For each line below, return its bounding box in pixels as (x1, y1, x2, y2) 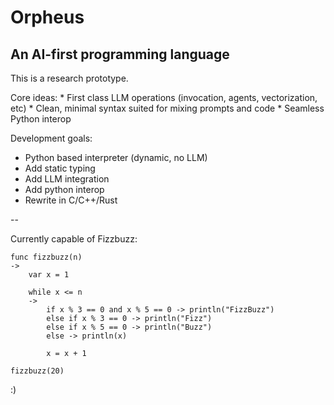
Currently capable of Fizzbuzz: (10, 233, 138, 245)
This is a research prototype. (10, 72, 129, 84)
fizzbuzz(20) (10, 366, 65, 376)
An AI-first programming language (10, 46, 230, 63)
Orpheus (10, 6, 85, 29)
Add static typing (24, 162, 96, 174)
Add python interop (24, 184, 105, 195)
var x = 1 (28, 270, 70, 280)
